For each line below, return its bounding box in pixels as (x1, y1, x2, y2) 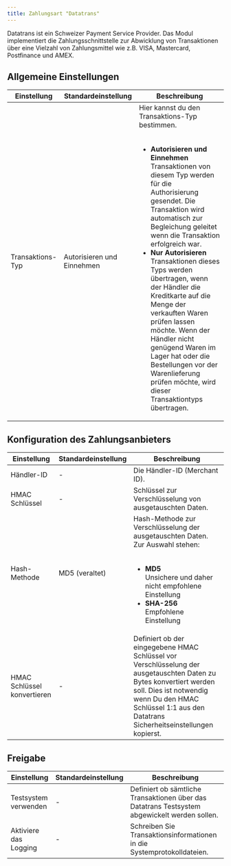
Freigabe (7, 752, 46, 764)
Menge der (150, 299, 186, 309)
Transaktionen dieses (150, 257, 220, 266)
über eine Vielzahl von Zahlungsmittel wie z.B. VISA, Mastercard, (7, 43, 191, 52)
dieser (150, 386, 171, 395)
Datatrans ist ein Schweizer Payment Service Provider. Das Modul (7, 29, 194, 37)
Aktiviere (10, 826, 40, 836)
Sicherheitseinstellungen (133, 720, 214, 730)
